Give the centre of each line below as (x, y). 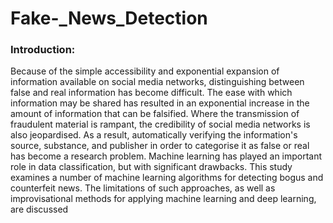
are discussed (39, 209)
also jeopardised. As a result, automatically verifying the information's (154, 135)
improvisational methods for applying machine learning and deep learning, (163, 199)
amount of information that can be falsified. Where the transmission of (155, 114)
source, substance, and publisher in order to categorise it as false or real (160, 146)
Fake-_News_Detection (109, 18)
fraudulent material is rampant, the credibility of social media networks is (160, 124)
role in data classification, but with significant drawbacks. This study (151, 167)
